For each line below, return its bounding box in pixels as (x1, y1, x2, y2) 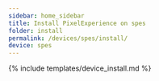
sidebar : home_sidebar (8, 11, 85, 20)
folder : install (8, 26, 63, 34)
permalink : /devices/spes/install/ (8, 34, 128, 43)
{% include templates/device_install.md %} (8, 63, 152, 73)
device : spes (8, 42, 52, 50)
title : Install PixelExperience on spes (8, 19, 147, 27)
